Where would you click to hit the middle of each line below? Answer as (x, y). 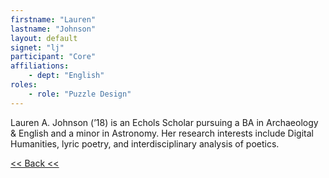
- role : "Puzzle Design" (80, 94)
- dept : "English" (66, 76)
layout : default (44, 38)
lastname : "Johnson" (53, 29)
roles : (24, 85)
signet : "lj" (37, 47)
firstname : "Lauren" (53, 19)
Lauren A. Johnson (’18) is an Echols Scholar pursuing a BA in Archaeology (164, 122)
